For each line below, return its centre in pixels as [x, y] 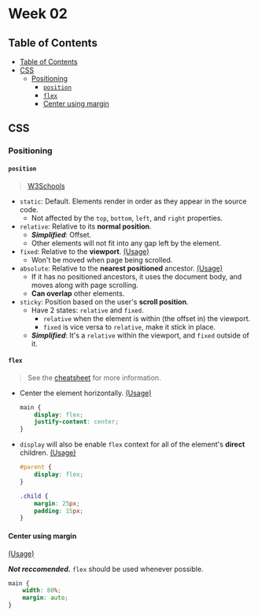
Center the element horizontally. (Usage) [85, 393]
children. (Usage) [48, 453]
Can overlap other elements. [78, 293]
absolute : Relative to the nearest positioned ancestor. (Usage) [121, 268]
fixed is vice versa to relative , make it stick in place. [129, 327]
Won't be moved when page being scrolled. [102, 259]
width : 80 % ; [42, 591]
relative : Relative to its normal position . [85, 226]
